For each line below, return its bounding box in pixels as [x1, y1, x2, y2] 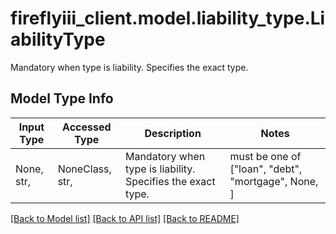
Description [144, 126, 202, 140]
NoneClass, [57, 162, 112, 176]
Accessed [62, 120, 112, 134]
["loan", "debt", [229, 162, 303, 176]
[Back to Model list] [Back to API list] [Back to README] [10, 212, 240, 224]
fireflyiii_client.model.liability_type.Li [10, 7, 326, 30]
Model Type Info [10, 90, 114, 107]
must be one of [229, 149, 302, 163]
